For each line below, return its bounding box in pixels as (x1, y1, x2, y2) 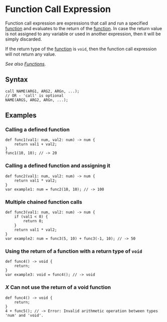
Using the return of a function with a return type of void (5, 247, 142, 254)
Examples (5, 111, 37, 120)
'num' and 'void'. (5, 312, 44, 318)
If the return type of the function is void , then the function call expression (5, 46, 157, 52)
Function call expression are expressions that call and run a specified (5, 20, 148, 26)
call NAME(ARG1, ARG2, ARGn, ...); (5, 89, 80, 94)
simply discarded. (5, 36, 42, 42)
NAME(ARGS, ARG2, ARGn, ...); (5, 97, 69, 102)
